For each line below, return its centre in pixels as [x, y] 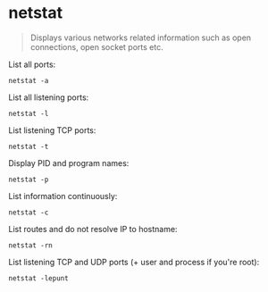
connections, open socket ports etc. [96, 46]
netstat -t [29, 146]
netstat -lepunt [38, 278]
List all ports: [32, 64]
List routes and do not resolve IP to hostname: [93, 229]
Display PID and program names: [69, 163]
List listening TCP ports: [52, 130]
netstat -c [29, 213]
